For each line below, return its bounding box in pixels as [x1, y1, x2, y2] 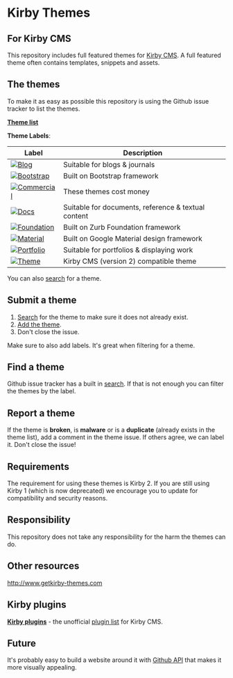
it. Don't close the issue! [7, 441, 76, 449]
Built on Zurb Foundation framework [63, 222, 181, 232]
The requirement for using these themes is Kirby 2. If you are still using [7, 479, 210, 488]
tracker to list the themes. [7, 104, 80, 113]
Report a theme [7, 407, 75, 419]
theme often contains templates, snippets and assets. [7, 58, 160, 67]
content [63, 211, 89, 221]
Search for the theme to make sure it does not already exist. [17, 313, 189, 321]
